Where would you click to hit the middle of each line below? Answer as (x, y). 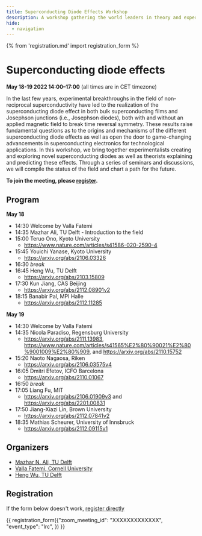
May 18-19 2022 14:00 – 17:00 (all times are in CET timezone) (82, 87)
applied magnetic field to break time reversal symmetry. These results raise (99, 124)
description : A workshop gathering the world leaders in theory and (94, 17)
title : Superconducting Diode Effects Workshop (67, 12)
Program (23, 200)
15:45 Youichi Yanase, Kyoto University (63, 251)
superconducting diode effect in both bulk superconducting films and (92, 112)
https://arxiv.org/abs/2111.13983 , (64, 339)
